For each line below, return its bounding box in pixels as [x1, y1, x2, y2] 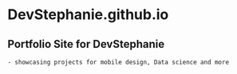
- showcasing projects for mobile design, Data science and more [7, 58, 229, 66]
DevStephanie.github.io [7, 6, 169, 24]
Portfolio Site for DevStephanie [7, 37, 165, 51]
